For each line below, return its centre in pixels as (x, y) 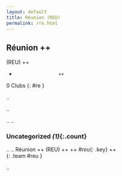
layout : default (27, 12)
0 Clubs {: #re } (25, 86)
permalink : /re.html (32, 23)
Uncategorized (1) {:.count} (47, 137)
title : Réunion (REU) (34, 18)
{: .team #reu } (24, 156)
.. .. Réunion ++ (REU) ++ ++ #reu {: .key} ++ (61, 149)
